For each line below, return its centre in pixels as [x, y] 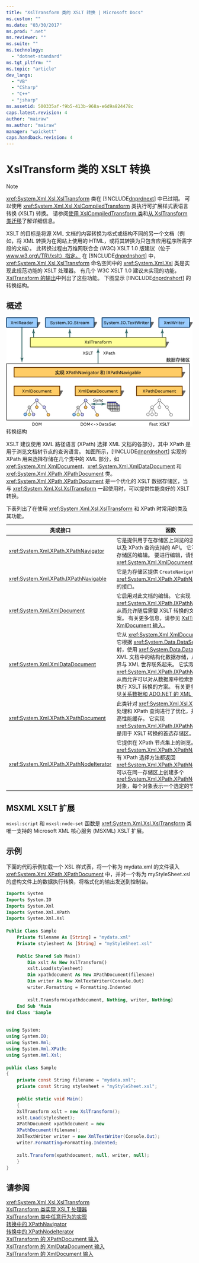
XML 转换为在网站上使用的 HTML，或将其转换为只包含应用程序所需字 [107, 241]
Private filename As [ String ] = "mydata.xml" [74, 937]
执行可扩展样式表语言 [162, 206]
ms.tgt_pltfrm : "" [29, 62]
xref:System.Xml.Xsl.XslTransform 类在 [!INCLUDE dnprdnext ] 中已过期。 [95, 199]
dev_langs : [20, 75]
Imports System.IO [29, 900]
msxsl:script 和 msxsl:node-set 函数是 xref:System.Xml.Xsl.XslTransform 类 [99, 823]
